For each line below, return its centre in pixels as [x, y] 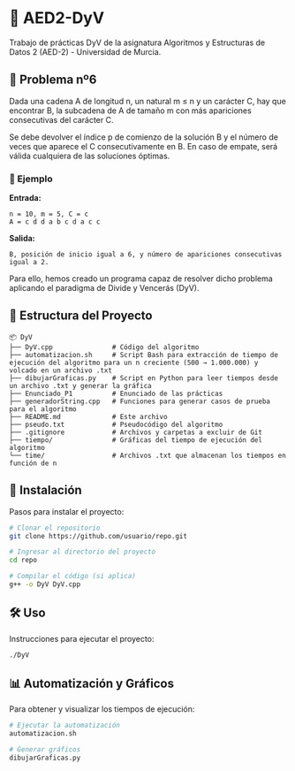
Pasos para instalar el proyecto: [67, 511]
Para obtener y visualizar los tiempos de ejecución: [102, 709]
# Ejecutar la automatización [65, 725]
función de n [33, 463]
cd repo [23, 561]
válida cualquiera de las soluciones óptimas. [90, 156]
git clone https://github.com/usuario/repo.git [98, 536]
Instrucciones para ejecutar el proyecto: [82, 638]
